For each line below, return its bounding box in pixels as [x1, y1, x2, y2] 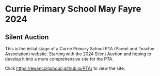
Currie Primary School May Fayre [5, 3, 142, 15]
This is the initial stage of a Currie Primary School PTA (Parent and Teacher [5, 46, 155, 51]
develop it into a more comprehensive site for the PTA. [5, 56, 114, 61]
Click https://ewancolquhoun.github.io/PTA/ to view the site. [5, 65, 125, 71]
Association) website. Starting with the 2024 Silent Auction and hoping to [5, 51, 152, 57]
